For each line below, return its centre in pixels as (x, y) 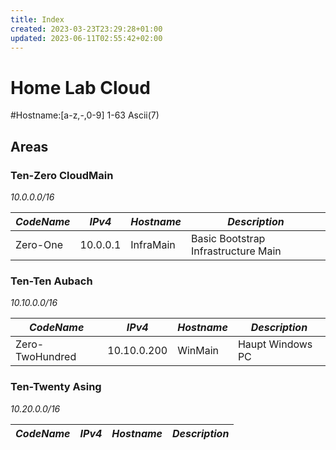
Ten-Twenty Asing (56, 387)
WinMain (198, 351)
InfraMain (153, 244)
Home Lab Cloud (80, 87)
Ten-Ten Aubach (51, 281)
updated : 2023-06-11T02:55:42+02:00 (86, 38)
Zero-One (39, 244)
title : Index (37, 19)
